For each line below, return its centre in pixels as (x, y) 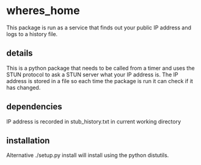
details (20, 53)
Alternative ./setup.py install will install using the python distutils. (88, 155)
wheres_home (43, 11)
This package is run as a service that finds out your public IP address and (99, 28)
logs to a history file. (32, 34)
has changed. (24, 87)
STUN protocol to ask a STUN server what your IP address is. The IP (92, 75)
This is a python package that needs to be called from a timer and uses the (100, 68)
